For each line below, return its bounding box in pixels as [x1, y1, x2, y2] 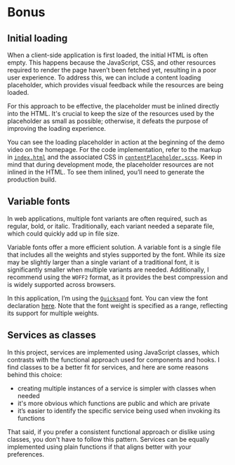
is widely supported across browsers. [7, 280, 116, 288]
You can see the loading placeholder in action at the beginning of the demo [7, 138, 225, 146]
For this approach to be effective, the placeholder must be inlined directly [7, 102, 220, 110]
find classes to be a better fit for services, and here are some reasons [7, 363, 209, 371]
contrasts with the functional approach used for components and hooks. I [7, 355, 220, 364]
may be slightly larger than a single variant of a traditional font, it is [7, 257, 200, 266]
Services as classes [7, 329, 96, 341]
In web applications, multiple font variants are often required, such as [7, 214, 208, 222]
